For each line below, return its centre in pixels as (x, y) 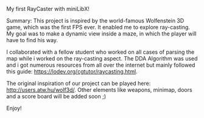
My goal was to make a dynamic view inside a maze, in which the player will (101, 34)
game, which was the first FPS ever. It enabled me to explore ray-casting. (98, 27)
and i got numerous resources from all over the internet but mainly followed (101, 65)
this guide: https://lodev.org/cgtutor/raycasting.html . (72, 72)
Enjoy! (14, 108)
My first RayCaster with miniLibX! (48, 9)
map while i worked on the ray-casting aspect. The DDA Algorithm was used (102, 58)
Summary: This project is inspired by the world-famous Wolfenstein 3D (95, 20)
